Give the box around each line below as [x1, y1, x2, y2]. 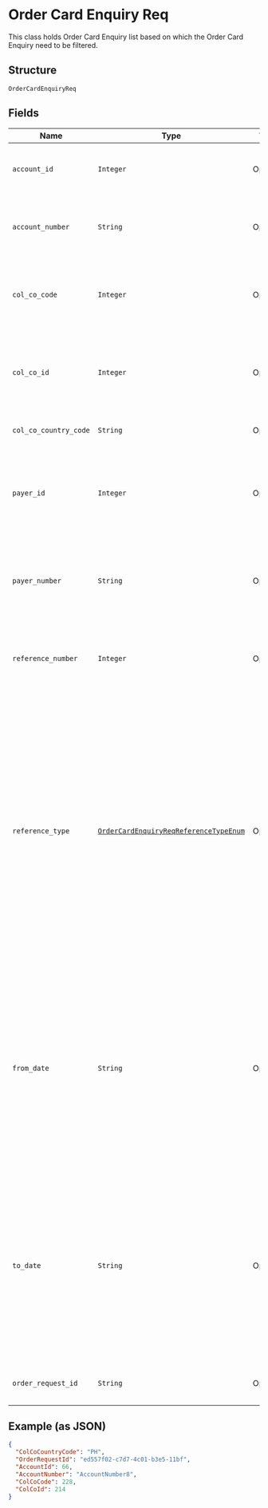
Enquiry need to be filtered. [8, 40, 98, 49]
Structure [8, 64, 57, 77]
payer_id [12, 488, 45, 498]
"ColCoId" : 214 [15, 1485, 66, 1493]
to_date [12, 1261, 41, 1270]
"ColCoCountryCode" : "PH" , [15, 1448, 105, 1456]
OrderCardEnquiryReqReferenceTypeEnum [97, 826, 246, 835]
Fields [8, 106, 40, 120]
